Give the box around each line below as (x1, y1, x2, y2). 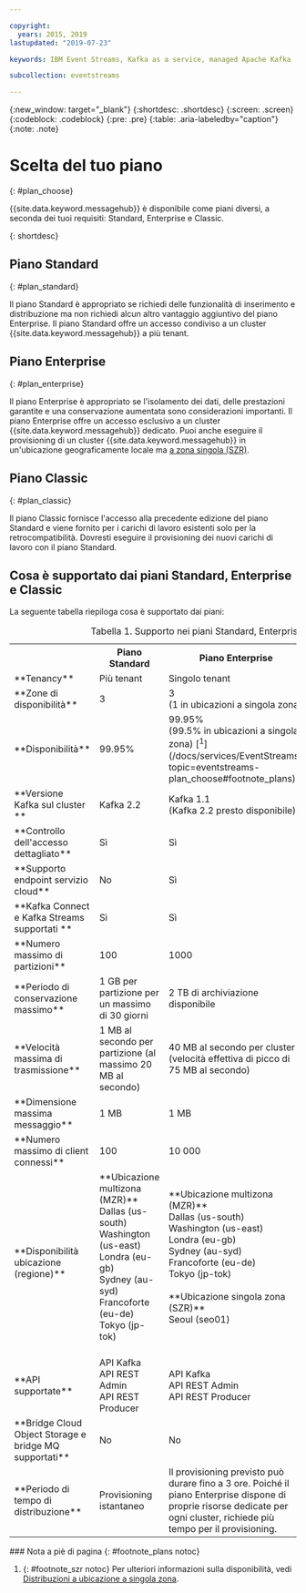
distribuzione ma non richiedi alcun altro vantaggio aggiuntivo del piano (9, 308, 278, 319)
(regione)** (14, 1267, 66, 1280)
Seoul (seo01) (168, 1312, 230, 1325)
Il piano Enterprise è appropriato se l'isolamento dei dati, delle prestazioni (9, 395, 285, 406)
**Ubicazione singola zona (168, 1290, 286, 1302)
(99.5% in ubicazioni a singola (168, 725, 299, 738)
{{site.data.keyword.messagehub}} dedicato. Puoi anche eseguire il (9, 424, 263, 435)
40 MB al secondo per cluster (168, 1040, 296, 1053)
